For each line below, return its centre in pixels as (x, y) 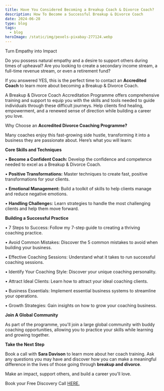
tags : (11, 28)
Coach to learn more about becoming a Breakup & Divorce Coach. (72, 85)
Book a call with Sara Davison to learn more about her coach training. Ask (80, 354)
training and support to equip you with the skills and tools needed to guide (80, 100)
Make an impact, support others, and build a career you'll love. (68, 374)
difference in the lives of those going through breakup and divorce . (73, 364)
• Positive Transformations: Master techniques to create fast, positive (76, 174)
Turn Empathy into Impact (31, 51)
